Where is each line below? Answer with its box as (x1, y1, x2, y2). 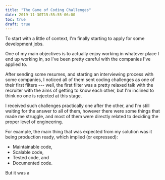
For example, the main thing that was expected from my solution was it (5, 129, 152, 135)
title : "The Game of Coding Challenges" (5, 7, 92, 13)
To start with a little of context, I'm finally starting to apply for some (5, 35, 145, 42)
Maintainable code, (12, 144, 53, 150)
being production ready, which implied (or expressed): (5, 134, 118, 140)
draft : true (5, 21, 30, 27)
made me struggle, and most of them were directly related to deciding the (5, 114, 159, 120)
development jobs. (5, 41, 44, 47)
